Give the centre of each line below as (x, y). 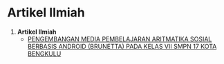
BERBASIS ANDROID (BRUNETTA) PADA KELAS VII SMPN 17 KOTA (122, 46)
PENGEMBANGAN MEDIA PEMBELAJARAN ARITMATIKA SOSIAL (120, 39)
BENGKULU (44, 54)
